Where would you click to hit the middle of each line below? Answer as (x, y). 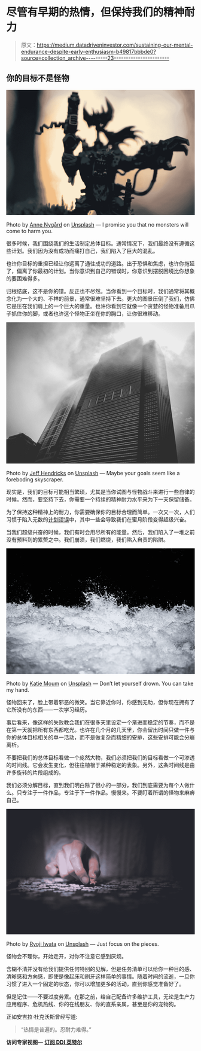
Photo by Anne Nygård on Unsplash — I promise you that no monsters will (98, 225)
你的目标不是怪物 (38, 78)
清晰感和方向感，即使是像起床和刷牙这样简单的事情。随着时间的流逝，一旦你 (100, 977)
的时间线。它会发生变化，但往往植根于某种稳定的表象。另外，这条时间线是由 (100, 765)
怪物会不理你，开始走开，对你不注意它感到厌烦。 (66, 957)
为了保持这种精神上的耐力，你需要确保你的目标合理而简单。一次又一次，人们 (100, 512)
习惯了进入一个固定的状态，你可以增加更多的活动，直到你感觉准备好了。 (95, 984)
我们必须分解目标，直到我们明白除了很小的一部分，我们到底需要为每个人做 (98, 785)
